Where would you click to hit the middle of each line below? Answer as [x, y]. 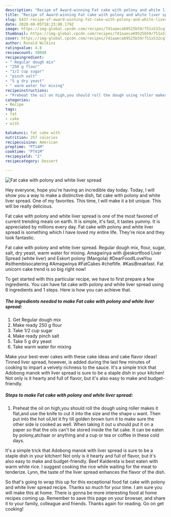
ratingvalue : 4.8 [24, 48]
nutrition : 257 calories [32, 137]
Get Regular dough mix [37, 320]
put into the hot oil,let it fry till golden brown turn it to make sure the [83, 419]
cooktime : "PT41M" [25, 152]
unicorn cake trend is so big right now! [46, 269]
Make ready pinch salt [36, 336]
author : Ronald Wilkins [31, 43]
